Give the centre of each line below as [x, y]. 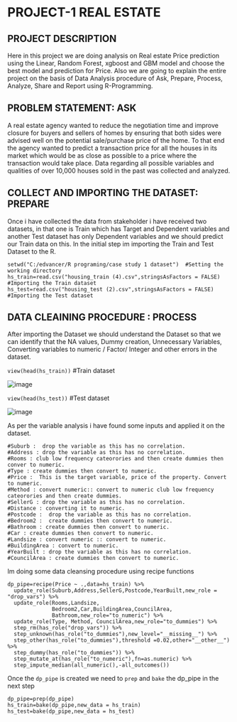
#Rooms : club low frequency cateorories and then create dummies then [115, 459]
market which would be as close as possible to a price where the [102, 155]
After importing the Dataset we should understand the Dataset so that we [114, 334]
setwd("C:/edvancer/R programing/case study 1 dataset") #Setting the [115, 264]
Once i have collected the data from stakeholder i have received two [107, 221]
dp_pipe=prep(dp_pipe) [41, 699]
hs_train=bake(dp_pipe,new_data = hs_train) [74, 705]
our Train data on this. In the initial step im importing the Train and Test [111, 244]
